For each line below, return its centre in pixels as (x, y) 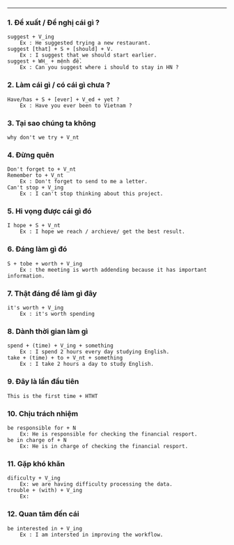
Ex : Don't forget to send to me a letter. (84, 182)
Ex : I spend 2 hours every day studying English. (95, 352)
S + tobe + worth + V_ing (45, 263)
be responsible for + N (42, 428)
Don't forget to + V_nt (42, 169)
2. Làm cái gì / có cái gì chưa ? (59, 85)
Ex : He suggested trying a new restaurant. (85, 43)
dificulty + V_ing (34, 478)
